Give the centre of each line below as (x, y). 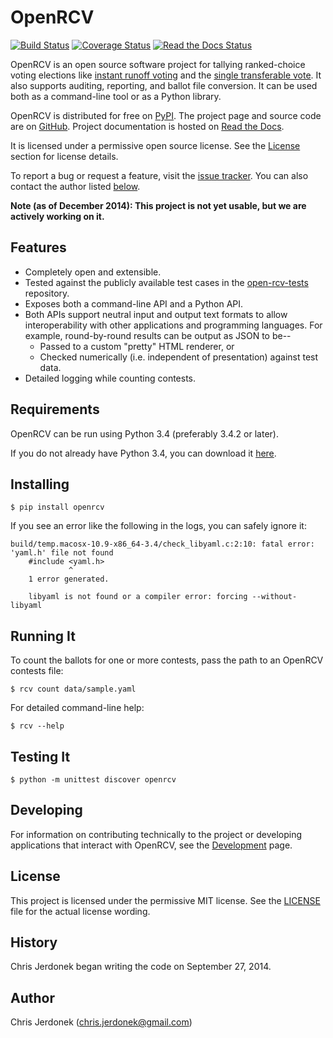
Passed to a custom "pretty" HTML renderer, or (137, 346)
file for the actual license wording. (80, 911)
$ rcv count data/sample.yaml (73, 689)
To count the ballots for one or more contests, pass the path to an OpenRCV (167, 660)
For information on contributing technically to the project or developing (156, 834)
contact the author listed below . (75, 186)
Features (38, 247)
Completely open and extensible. (93, 272)
